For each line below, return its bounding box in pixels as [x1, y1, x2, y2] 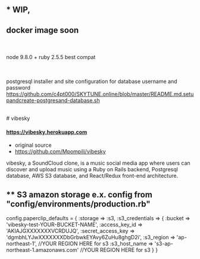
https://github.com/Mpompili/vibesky [14, 148, 106, 155]
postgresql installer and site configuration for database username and [6, 78, 177, 85]
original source [14, 141, 52, 149]
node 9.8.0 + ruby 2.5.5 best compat [6, 54, 96, 61]
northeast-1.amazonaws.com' [6, 246, 79, 254]
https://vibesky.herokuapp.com [6, 128, 87, 135]
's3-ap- [154, 240, 174, 247]
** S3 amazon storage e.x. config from [6, 189, 153, 199]
